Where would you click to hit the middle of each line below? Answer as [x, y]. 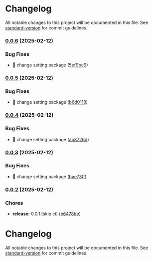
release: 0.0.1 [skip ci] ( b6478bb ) [47, 214]
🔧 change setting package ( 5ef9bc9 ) [50, 65]
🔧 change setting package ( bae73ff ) [49, 176]
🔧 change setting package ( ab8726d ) [51, 139]
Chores [14, 203]
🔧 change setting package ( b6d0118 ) [50, 102]
